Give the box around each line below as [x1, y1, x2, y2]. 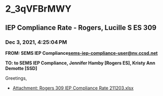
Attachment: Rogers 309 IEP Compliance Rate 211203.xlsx [12, 85, 134, 91]
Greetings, [5, 75, 27, 81]
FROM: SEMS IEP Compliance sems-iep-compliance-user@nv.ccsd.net [5, 50, 158, 56]
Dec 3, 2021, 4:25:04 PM [5, 39, 67, 46]
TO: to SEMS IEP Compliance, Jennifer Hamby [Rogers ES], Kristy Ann [5, 59, 155, 66]
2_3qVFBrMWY [5, 3, 72, 15]
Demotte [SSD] [5, 65, 37, 71]
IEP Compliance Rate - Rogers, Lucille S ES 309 [5, 23, 157, 32]
